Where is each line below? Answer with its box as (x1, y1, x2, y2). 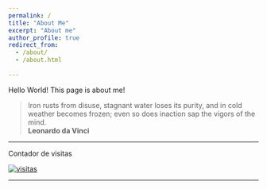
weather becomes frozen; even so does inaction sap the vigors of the (27, 109, 256, 118)
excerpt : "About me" (8, 26, 77, 34)
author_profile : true (8, 33, 80, 42)
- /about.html (15, 56, 62, 64)
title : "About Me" (8, 19, 69, 27)
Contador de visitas (8, 148, 73, 158)
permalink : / (8, 11, 52, 20)
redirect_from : (8, 41, 59, 49)
